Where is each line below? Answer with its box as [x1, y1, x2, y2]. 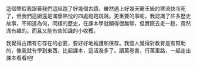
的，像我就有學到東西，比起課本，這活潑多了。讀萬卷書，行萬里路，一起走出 [6, 47, 191, 54]
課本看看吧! [6, 55, 34, 61]
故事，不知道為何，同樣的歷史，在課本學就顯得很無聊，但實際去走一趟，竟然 [6, 20, 191, 26]
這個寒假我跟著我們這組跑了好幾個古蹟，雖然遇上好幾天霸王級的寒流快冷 [6, 5, 181, 12]
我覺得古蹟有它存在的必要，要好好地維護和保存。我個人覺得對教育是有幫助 [6, 40, 186, 46]
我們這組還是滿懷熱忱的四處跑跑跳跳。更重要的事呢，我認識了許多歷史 [21, 12, 191, 19]
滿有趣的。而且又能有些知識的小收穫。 [6, 27, 98, 34]
